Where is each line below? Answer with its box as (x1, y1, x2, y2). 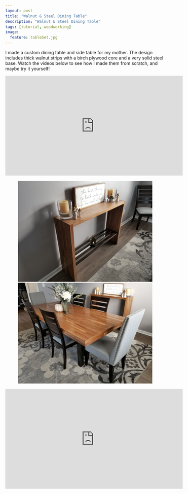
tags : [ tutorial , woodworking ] (5, 24, 71, 29)
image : (5, 29, 19, 35)
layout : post (5, 8, 33, 13)
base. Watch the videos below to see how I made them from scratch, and (5, 60, 158, 66)
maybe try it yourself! (5, 66, 50, 72)
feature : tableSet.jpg (10, 35, 58, 40)
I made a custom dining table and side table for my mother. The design (5, 50, 153, 55)
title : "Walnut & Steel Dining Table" (5, 13, 87, 19)
